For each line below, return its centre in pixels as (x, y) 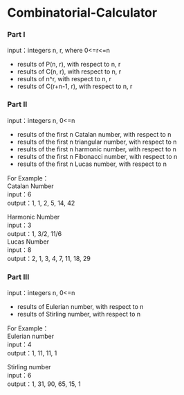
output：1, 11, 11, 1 (32, 353)
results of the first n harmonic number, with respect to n (96, 149)
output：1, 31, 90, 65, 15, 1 (44, 384)
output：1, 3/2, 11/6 (35, 233)
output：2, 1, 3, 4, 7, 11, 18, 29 (49, 258)
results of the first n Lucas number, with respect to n (92, 164)
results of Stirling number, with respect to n (79, 314)
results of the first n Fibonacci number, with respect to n (97, 156)
